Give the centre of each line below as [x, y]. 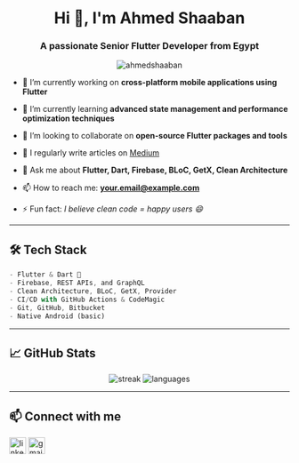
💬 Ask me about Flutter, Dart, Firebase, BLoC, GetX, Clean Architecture [155, 170]
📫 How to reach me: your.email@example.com [111, 188]
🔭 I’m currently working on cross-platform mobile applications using [149, 83]
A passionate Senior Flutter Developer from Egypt [149, 46]
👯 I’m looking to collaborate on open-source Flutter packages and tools [154, 136]
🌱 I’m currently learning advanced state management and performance [155, 109]
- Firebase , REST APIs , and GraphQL [77, 283]
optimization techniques [68, 118]
